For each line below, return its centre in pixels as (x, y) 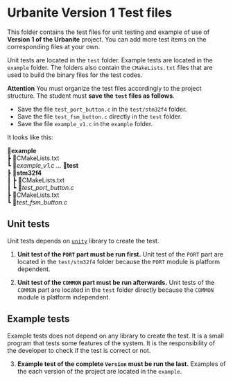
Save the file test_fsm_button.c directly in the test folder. (100, 116)
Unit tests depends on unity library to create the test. (83, 241)
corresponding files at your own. (54, 46)
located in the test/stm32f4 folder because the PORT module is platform (119, 261)
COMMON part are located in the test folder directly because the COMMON (115, 290)
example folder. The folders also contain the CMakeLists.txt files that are (110, 67)
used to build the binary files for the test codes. (75, 75)
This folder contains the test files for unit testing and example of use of (109, 32)
